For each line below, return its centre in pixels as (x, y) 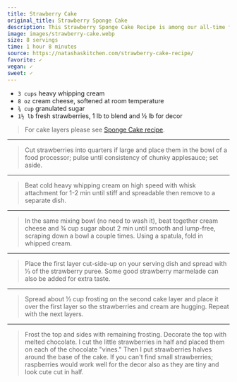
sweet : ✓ (20, 73)
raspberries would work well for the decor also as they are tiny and (122, 364)
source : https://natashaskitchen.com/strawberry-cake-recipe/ (101, 54)
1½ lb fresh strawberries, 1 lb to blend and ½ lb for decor (100, 116)
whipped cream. (48, 243)
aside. (34, 165)
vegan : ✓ (20, 66)
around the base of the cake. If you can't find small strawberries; (119, 357)
